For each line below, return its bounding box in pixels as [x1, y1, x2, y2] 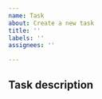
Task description [8, 77, 94, 92]
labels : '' [8, 34, 45, 42]
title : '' [8, 26, 41, 34]
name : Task [8, 11, 45, 20]
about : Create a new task [8, 19, 94, 27]
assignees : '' [8, 42, 56, 49]
